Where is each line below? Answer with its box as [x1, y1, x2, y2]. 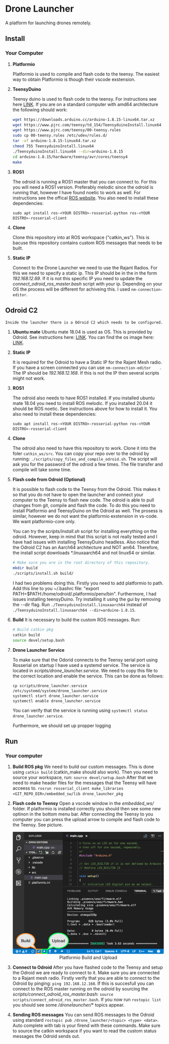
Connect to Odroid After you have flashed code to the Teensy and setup [12, 964, 163, 970]
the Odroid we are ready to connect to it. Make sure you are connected [12, 969, 160, 976]
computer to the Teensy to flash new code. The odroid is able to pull [12, 497, 154, 503]
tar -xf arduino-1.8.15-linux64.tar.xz [12, 139, 97, 144]
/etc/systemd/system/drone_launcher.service [12, 688, 108, 693]
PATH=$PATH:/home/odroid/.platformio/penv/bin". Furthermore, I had [12, 591, 157, 597]
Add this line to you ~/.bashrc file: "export [12, 585, 100, 592]
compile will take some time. [12, 467, 72, 473]
